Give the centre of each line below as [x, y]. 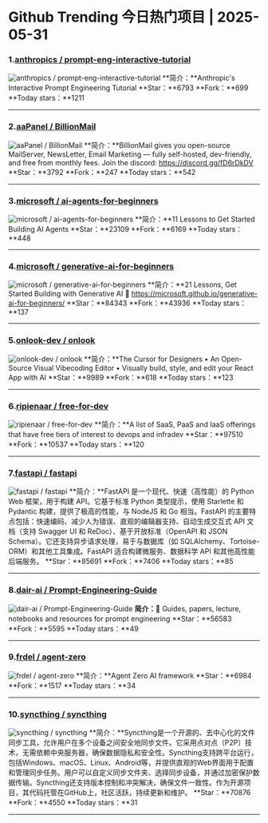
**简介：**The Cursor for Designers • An [152, 359]
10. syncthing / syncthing [58, 714]
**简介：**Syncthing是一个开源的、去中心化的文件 [172, 733]
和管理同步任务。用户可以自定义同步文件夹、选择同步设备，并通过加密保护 [130, 773]
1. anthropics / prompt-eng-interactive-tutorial [100, 60]
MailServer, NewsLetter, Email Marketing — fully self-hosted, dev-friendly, [130, 154]
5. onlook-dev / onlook [52, 340]
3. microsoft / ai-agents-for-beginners [83, 201]
